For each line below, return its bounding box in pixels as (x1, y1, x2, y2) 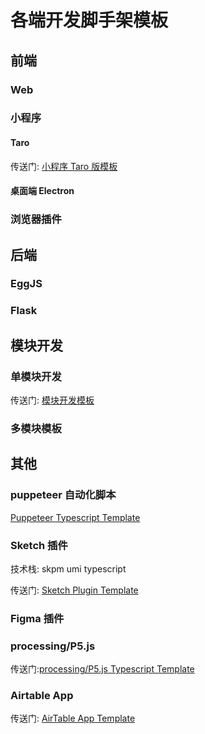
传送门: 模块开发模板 (10, 394, 95, 406)
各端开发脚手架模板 (10, 9, 169, 32)
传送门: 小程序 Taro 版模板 (10, 160, 118, 172)
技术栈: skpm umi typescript (10, 562, 127, 575)
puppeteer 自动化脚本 (10, 488, 117, 502)
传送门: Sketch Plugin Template (10, 584, 139, 596)
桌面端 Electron (10, 185, 75, 197)
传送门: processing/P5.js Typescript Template (10, 663, 195, 675)
